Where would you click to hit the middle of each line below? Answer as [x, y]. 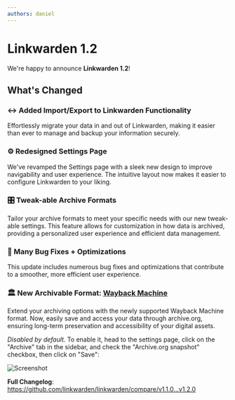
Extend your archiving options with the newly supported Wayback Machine [116, 311]
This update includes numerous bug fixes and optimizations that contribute [116, 267]
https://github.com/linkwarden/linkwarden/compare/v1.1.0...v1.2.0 [102, 389]
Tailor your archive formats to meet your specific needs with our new [107, 218]
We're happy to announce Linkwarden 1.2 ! [69, 68]
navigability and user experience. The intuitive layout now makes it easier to [117, 174]
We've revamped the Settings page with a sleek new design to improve [110, 167]
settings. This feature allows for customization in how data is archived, [123, 225]
